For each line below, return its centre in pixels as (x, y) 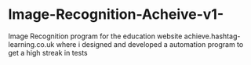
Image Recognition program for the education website (95, 36)
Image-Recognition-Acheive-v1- (116, 14)
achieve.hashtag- (212, 36)
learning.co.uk (31, 44)
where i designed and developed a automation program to (150, 44)
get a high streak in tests (48, 52)
